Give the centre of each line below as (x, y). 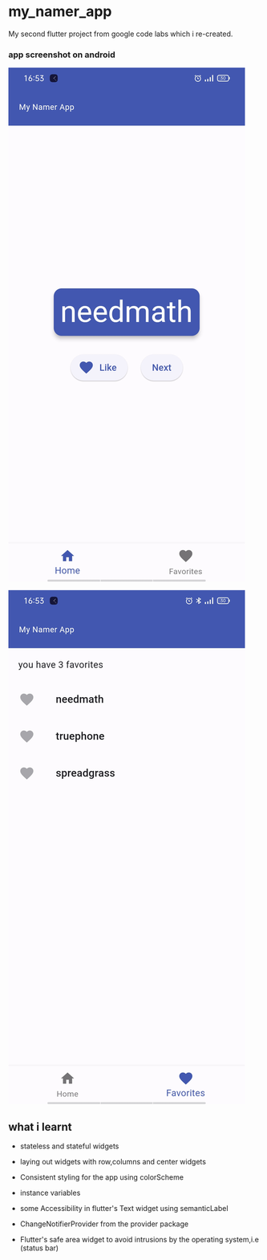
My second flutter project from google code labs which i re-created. (121, 34)
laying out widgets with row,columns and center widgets (113, 1162)
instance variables (50, 1193)
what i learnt (40, 1127)
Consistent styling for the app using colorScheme (102, 1177)
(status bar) (39, 1248)
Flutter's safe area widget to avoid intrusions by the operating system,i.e (139, 1240)
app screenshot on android (62, 55)
